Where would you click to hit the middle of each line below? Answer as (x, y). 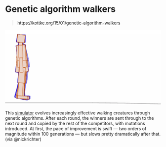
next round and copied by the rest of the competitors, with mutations (75, 123)
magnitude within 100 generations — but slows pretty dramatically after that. (83, 134)
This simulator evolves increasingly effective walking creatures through (78, 113)
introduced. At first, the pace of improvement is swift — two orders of (76, 128)
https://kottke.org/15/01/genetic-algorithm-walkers (69, 23)
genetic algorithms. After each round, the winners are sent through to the (80, 118)
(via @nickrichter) (23, 139)
